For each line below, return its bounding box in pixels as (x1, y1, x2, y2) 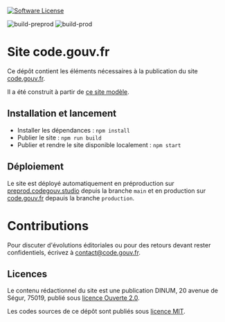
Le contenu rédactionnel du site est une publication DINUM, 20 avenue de (7, 287, 218, 295)
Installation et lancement (7, 108, 117, 120)
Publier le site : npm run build (17, 133, 102, 142)
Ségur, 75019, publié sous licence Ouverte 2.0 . (7, 294, 140, 302)
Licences (7, 268, 48, 280)
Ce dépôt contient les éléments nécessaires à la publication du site (7, 66, 199, 75)
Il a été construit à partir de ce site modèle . (7, 87, 129, 96)
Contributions (7, 218, 89, 234)
